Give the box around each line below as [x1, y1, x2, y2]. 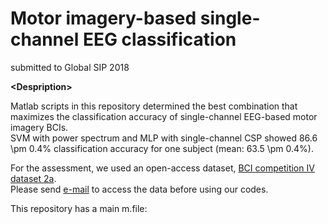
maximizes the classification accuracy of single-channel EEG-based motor [10, 110, 318, 122]
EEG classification [82, 28, 237, 51]
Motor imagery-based [10, 7, 197, 30]
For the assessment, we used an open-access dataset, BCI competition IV [10, 162, 315, 174]
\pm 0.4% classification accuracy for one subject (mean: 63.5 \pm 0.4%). [10, 142, 314, 154]
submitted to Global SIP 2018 [10, 61, 130, 73]
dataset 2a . [10, 172, 57, 184]
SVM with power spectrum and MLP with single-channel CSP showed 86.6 [10, 132, 318, 144]
